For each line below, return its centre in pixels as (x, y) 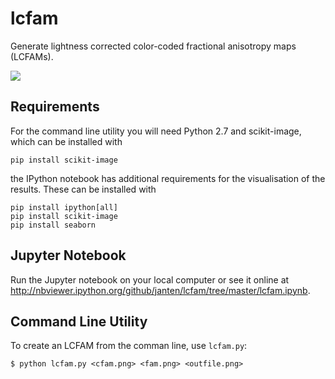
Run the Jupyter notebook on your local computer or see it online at (150, 279)
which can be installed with (66, 141)
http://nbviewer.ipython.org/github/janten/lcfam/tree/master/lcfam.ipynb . (160, 290)
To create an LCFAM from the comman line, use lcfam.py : (129, 346)
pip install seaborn (53, 225)
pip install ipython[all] (64, 207)
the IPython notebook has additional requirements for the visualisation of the (168, 178)
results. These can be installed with (83, 189)
